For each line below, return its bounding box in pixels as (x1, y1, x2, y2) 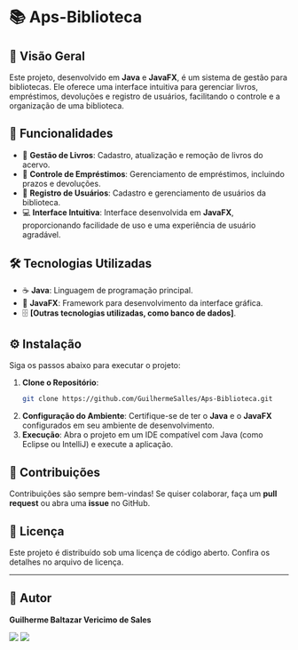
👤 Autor (9, 590, 52, 606)
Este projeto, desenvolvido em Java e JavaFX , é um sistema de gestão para (9, 72, 288, 83)
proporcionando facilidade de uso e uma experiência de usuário (21, 220, 256, 230)
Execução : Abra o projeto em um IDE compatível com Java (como (21, 429, 263, 440)
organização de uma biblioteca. (9, 100, 124, 111)
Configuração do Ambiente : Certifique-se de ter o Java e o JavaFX (21, 411, 272, 421)
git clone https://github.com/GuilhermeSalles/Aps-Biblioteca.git (21, 395, 273, 404)
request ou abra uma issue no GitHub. (9, 498, 151, 509)
